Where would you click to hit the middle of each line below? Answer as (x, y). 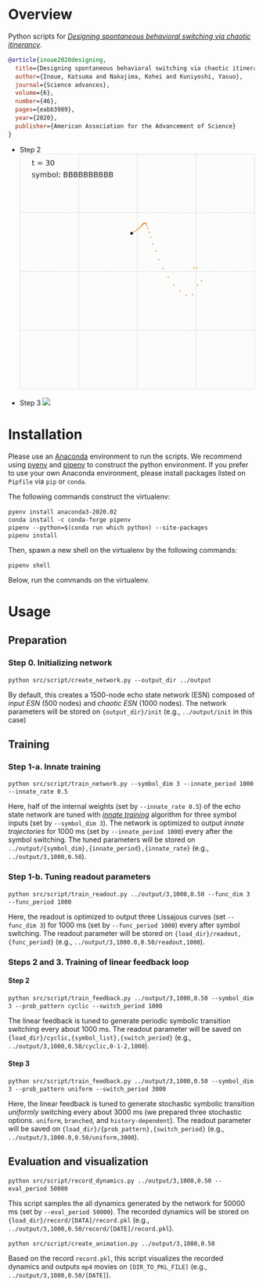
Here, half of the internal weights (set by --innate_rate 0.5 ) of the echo (124, 806)
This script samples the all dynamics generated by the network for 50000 (126, 1203)
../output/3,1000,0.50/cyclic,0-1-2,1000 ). (79, 1045)
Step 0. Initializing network (60, 663)
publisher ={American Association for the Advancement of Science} (126, 126)
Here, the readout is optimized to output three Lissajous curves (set (117, 916)
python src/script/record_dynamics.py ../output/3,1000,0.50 (110, 1181)
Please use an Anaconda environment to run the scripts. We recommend (125, 456)
